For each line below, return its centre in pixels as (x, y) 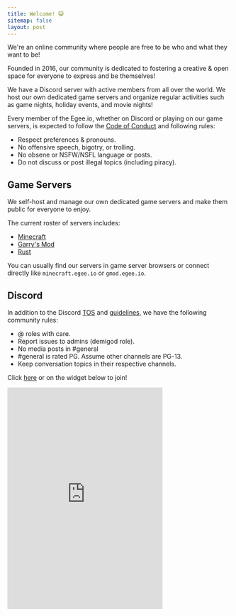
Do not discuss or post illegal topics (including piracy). (97, 162)
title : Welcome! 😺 (35, 14)
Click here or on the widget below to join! (67, 377)
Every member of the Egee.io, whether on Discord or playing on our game (115, 118)
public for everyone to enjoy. (49, 209)
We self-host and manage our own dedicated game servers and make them (118, 202)
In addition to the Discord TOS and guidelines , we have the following (107, 312)
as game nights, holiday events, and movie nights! (80, 105)
